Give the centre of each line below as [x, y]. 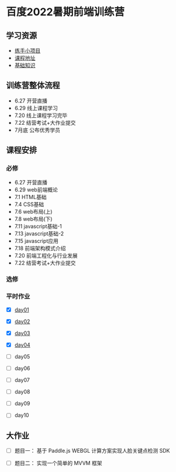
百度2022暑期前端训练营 [65, 12]
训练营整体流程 [33, 85]
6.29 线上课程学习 [36, 108]
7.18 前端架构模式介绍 [40, 248]
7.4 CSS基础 [29, 204]
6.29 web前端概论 [36, 189]
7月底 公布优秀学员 [37, 130]
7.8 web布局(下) [33, 219]
